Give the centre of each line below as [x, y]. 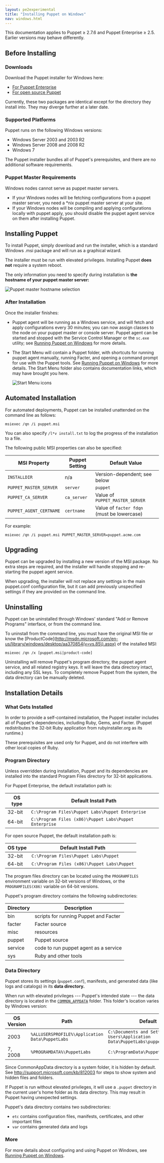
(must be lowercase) [119, 514]
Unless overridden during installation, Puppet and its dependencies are [76, 771]
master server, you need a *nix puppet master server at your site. [78, 203]
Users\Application [129, 1037]
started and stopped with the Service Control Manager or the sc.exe [81, 338]
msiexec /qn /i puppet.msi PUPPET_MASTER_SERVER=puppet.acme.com [73, 535]
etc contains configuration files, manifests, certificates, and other [78, 1117]
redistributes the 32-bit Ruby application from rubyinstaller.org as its [74, 728]
